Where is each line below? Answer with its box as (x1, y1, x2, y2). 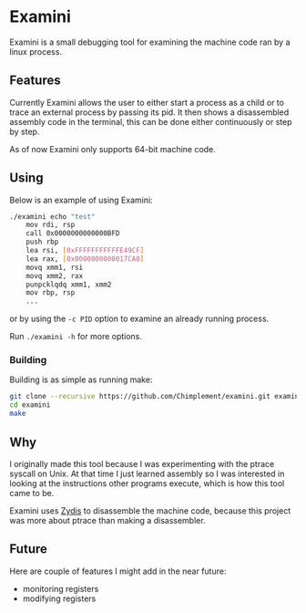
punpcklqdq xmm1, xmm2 (25, 280, 112, 289)
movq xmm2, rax (25, 271, 84, 280)
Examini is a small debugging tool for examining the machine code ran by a (9, 36, 291, 47)
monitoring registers (22, 583, 99, 594)
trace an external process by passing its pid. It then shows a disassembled (9, 107, 290, 118)
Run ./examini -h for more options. (9, 331, 143, 342)
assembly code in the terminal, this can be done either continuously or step (9, 116, 293, 127)
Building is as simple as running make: (9, 374, 153, 385)
